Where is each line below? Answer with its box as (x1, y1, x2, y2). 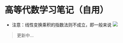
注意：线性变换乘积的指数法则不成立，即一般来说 (11, 22, 112, 28)
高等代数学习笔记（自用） (4, 4, 109, 16)
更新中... (16, 32, 34, 38)
